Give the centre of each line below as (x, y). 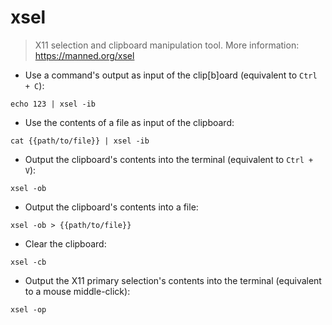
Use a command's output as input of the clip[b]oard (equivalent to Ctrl (171, 75)
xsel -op (28, 309)
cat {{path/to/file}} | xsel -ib (80, 141)
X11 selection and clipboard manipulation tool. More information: (167, 45)
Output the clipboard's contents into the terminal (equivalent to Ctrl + (169, 159)
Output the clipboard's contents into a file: (111, 207)
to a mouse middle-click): (77, 291)
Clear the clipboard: (65, 243)
